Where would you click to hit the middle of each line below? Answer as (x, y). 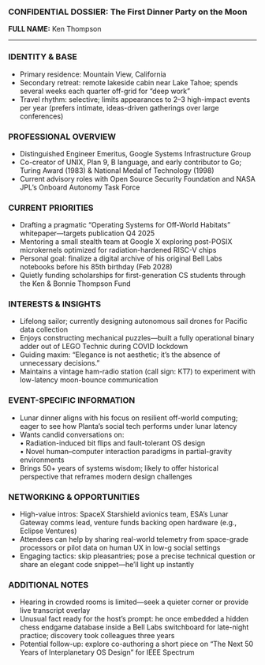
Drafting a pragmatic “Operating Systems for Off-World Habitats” (125, 225)
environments (42, 460)
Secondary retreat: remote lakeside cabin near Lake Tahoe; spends (129, 82)
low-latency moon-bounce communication (89, 380)
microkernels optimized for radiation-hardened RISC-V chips (118, 250)
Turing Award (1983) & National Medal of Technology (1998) (117, 170)
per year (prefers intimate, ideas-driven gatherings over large (119, 107)
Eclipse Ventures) (48, 531)
